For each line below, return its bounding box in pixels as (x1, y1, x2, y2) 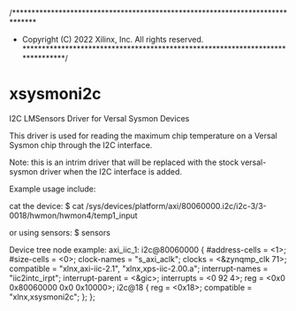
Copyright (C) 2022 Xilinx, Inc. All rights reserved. (21, 35, 204, 44)
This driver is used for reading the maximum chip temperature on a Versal (9, 130, 277, 141)
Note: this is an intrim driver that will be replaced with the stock (9, 157, 239, 167)
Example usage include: (9, 183, 96, 194)
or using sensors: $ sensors (9, 227, 110, 237)
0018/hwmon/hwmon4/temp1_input (9, 210, 139, 221)
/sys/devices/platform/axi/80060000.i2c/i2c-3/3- (85, 200, 267, 211)
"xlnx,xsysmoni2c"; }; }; (9, 292, 95, 302)
